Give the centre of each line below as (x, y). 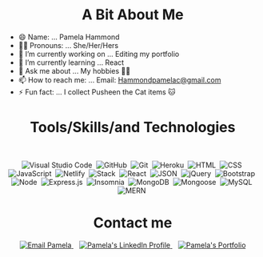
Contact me (133, 223)
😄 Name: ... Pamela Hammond (69, 37)
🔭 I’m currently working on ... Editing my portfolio (99, 54)
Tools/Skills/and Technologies (133, 128)
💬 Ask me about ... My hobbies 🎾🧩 (74, 70)
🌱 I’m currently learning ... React (71, 62)
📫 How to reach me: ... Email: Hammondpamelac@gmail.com (120, 80)
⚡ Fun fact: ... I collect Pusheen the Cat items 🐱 (97, 92)
